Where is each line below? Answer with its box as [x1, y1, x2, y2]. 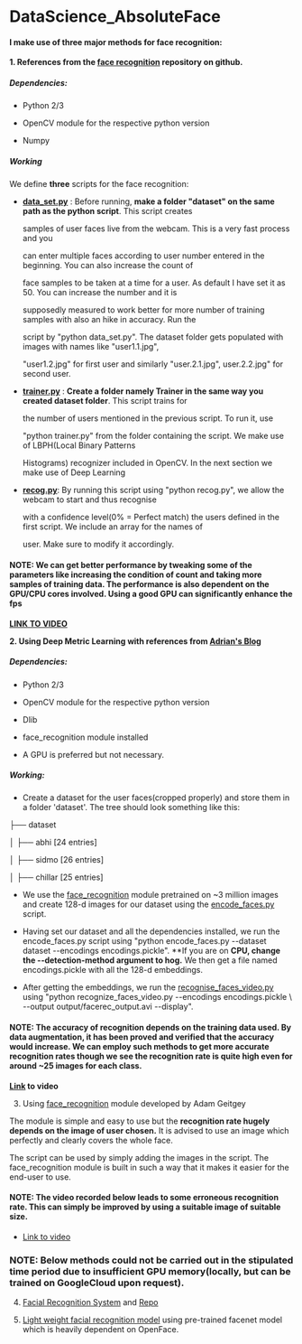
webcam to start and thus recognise [22, 494, 158, 505]
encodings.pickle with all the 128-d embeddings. [22, 965, 204, 975]
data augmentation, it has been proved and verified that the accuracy [9, 1031, 275, 1042]
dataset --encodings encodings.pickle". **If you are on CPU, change [22, 946, 281, 957]
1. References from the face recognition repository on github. [9, 57, 243, 68]
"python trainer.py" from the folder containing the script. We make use [22, 431, 284, 442]
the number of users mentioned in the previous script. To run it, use [22, 413, 273, 424]
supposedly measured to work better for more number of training [22, 304, 265, 315]
